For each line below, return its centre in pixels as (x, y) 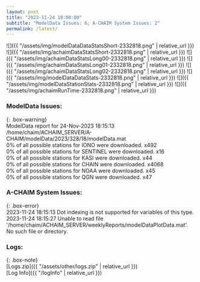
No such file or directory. (37, 231)
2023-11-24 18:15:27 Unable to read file (55, 218)
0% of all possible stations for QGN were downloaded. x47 (79, 177)
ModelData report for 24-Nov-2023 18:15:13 (61, 126)
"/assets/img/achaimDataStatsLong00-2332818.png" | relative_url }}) (100, 58)
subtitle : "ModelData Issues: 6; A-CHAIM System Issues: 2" (83, 23)
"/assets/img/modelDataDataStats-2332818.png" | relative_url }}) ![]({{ (102, 78)
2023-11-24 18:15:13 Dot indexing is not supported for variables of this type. (100, 212)
